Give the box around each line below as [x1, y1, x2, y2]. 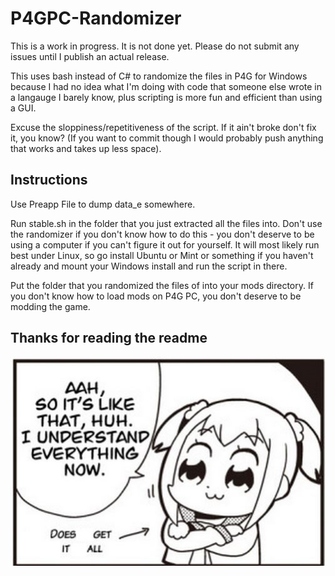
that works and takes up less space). [10, 142, 162, 154]
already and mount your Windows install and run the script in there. [10, 260, 288, 272]
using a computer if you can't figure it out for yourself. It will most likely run [10, 238, 320, 251]
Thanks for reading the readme [10, 330, 208, 347]
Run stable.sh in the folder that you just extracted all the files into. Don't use [10, 217, 323, 229]
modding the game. [10, 300, 91, 312]
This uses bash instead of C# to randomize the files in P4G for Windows [10, 70, 308, 82]
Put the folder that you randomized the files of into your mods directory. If [10, 279, 314, 291]
